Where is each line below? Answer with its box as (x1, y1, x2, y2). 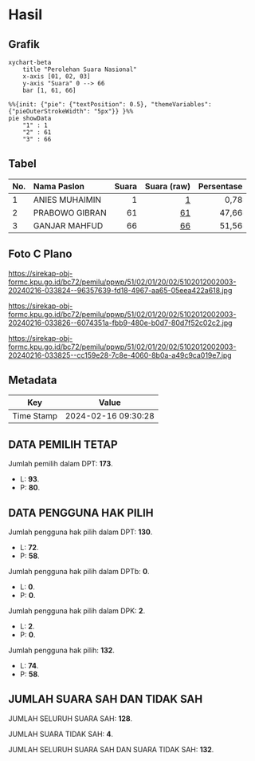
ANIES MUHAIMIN (33, 194, 102, 205)
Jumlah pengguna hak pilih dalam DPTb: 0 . (8, 567, 150, 577)
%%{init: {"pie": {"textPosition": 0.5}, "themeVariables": (8, 101, 213, 109)
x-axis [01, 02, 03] (22, 73, 91, 81)
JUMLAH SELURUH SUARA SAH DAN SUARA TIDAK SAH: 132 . (8, 744, 214, 754)
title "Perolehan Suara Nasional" (22, 65, 137, 73)
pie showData (8, 114, 52, 122)
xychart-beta (8, 58, 52, 66)
